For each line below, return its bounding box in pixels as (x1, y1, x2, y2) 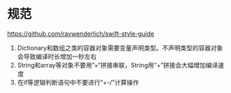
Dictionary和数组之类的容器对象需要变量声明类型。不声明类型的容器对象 (17, 43, 223, 52)
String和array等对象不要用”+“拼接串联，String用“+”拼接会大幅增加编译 (17, 61, 219, 69)
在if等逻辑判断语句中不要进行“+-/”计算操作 (17, 78, 139, 86)
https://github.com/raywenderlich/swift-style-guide (7, 29, 155, 38)
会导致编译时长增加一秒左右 (17, 52, 97, 61)
